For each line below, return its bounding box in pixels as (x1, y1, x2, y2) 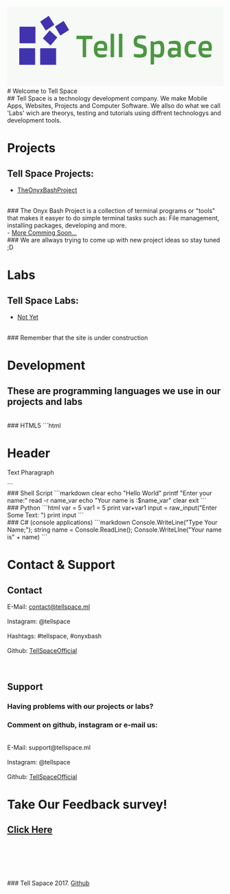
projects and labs (7, 395, 83, 408)
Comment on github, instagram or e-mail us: (7, 720, 158, 730)
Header (7, 446, 50, 461)
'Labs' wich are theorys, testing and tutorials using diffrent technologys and (7, 109, 222, 117)
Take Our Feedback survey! (7, 796, 168, 812)
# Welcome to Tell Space (7, 87, 78, 95)
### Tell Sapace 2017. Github (7, 879, 90, 887)
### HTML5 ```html (7, 422, 61, 429)
